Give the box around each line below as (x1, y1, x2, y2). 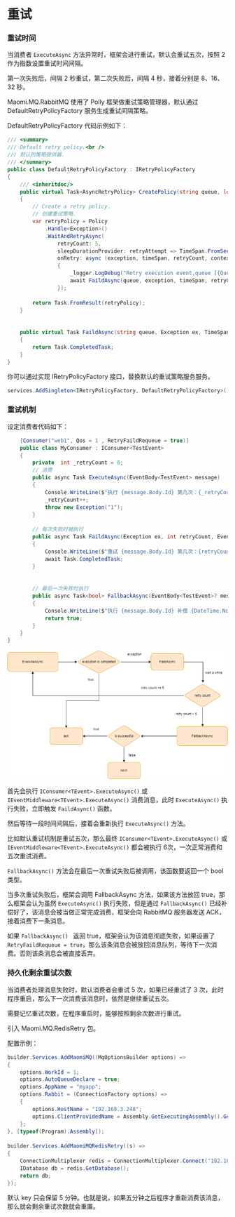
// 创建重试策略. (32, 211, 77, 218)
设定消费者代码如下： (7, 422, 69, 430)
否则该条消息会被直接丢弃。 (19, 949, 99, 957)
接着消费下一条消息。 (7, 917, 69, 925)
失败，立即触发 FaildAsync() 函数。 (13, 804, 116, 813)
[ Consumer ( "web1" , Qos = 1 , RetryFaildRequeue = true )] (20, 437, 190, 444)
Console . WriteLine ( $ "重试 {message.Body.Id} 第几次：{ (44, 548, 201, 555)
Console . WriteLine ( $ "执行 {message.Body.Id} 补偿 (44, 607, 188, 614)
